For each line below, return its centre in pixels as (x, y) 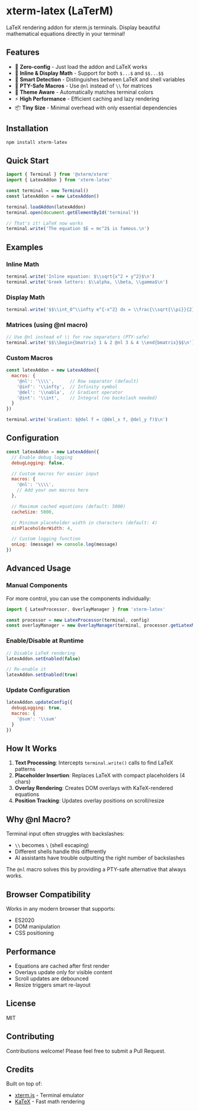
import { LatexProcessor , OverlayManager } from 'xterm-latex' (86, 609)
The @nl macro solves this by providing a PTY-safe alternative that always (96, 870)
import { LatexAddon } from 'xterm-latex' (59, 180)
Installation (27, 129)
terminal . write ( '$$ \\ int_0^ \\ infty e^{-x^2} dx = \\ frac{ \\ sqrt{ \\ (91, 309)
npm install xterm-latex (37, 142)
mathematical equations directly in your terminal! (66, 33)
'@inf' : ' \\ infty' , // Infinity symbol (67, 387)
